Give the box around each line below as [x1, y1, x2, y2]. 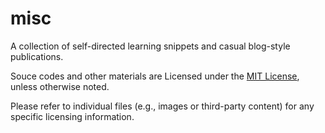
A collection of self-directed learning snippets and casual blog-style [10, 40, 291, 52]
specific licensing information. [10, 110, 135, 122]
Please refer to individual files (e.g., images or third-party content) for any [10, 100, 315, 112]
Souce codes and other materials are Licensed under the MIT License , [10, 70, 300, 82]
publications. [10, 50, 64, 62]
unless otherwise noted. [10, 80, 110, 92]
